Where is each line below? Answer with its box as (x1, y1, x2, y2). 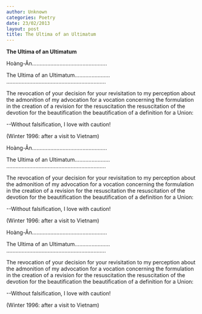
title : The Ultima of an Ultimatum (6, 32, 96, 38)
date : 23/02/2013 (6, 20, 50, 26)
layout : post (6, 25, 39, 32)
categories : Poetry (6, 15, 56, 21)
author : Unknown (6, 8, 47, 15)
